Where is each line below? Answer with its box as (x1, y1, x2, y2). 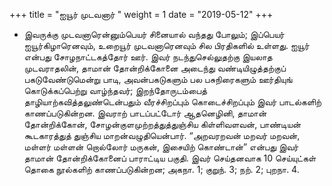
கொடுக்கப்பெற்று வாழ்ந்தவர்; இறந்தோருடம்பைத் (23, 85, 208, 96)
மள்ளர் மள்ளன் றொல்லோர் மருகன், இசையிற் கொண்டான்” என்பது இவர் (23, 141, 299, 153)
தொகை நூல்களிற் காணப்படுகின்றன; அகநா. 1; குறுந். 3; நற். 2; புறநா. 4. (23, 164, 300, 175)
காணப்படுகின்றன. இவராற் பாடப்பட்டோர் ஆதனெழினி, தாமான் (23, 107, 267, 119)
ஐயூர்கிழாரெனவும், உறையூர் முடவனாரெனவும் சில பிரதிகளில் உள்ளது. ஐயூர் (23, 40, 310, 51)
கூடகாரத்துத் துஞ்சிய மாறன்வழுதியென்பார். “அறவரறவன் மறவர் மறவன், (23, 130, 301, 141)
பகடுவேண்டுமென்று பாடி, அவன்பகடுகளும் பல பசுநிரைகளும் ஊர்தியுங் (23, 74, 293, 85)
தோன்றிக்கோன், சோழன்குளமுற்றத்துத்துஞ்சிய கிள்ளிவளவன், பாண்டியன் (23, 119, 302, 130)
